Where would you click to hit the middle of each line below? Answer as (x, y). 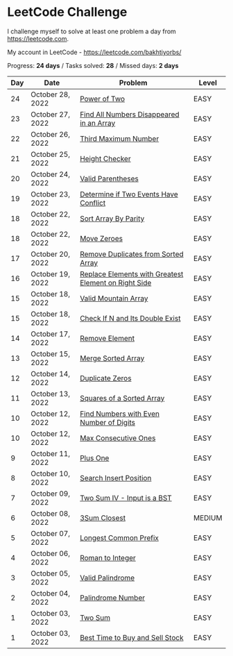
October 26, (51, 134)
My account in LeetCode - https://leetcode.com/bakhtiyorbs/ (94, 52)
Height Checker (105, 158)
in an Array (97, 123)
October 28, (51, 94)
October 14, (51, 373)
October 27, (51, 114)
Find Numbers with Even (119, 414)
